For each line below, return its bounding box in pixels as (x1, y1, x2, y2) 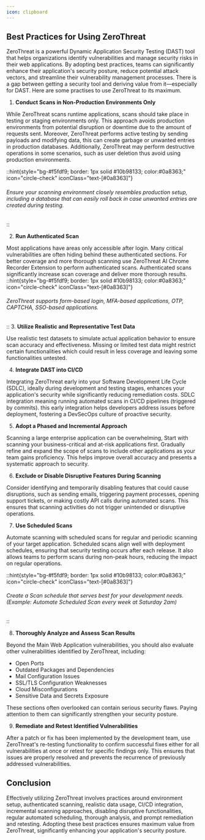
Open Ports (15, 659, 45, 667)
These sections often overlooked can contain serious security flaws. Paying (6, 704, 198, 711)
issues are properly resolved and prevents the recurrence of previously (6, 754, 186, 761)
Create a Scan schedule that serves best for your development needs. (6, 592, 184, 599)
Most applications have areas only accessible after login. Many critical (6, 244, 184, 252)
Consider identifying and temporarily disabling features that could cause (6, 484, 189, 491)
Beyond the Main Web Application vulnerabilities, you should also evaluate (6, 641, 194, 649)
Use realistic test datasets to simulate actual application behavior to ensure (6, 334, 196, 342)
